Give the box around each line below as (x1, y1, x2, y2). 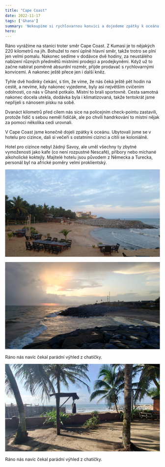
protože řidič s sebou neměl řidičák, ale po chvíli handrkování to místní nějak (5, 114, 160, 120)
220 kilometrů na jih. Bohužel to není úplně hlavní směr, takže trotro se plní (5, 48, 156, 54)
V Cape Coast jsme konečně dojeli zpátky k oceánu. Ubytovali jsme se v (5, 129, 151, 135)
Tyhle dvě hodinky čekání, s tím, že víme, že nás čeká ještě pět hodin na (5, 79, 151, 85)
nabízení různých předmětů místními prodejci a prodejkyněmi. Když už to (5, 59, 153, 65)
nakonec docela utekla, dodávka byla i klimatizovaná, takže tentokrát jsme (5, 94, 155, 100)
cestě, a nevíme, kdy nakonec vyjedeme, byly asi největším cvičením (5, 84, 144, 90)
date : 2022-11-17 (5, 13, 41, 18)
